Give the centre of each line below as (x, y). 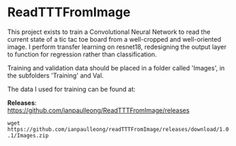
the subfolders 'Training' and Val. (55, 75)
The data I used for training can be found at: (71, 89)
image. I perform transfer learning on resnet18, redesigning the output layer (117, 47)
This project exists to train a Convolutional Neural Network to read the (109, 32)
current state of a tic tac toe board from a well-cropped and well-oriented (114, 39)
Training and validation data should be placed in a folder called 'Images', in (116, 68)
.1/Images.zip (28, 135)
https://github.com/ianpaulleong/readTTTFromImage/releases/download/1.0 (118, 129)
